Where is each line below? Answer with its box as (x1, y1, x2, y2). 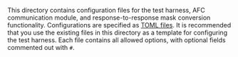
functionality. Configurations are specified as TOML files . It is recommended (7, 21, 232, 29)
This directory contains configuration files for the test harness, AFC (7, 6, 205, 14)
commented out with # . (7, 44, 75, 51)
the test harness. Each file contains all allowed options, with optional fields (7, 36, 226, 44)
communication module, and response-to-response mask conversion (7, 13, 211, 22)
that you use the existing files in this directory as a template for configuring (7, 28, 228, 37)
